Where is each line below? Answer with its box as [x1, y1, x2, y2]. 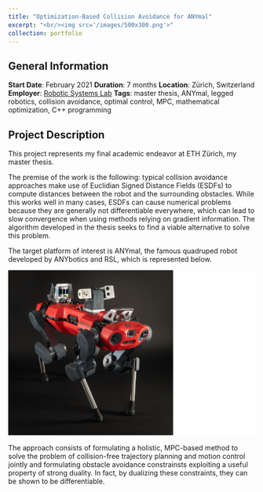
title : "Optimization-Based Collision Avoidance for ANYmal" [8, 13, 213, 20]
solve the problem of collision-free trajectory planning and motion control [8, 451, 246, 461]
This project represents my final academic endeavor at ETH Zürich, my [8, 149, 237, 158]
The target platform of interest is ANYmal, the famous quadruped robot [8, 246, 238, 255]
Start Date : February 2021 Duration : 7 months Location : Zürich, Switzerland [8, 80, 255, 90]
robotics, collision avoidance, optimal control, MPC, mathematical [8, 97, 220, 106]
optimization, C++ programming [8, 105, 111, 115]
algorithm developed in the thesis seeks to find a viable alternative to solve [8, 222, 250, 232]
